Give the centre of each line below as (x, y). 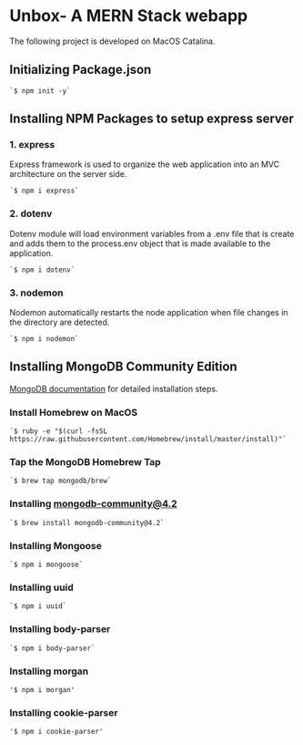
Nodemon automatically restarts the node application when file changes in (149, 313)
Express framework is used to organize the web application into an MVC (145, 164)
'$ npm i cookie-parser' (56, 732)
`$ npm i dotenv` (42, 270)
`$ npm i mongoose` (46, 565)
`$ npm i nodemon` (44, 339)
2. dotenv (31, 213)
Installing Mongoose (56, 545)
